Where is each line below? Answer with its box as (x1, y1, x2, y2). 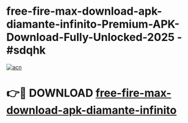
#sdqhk (6, 43, 46, 58)
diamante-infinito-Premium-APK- (6, 17, 180, 31)
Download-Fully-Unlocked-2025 (6, 31, 175, 44)
